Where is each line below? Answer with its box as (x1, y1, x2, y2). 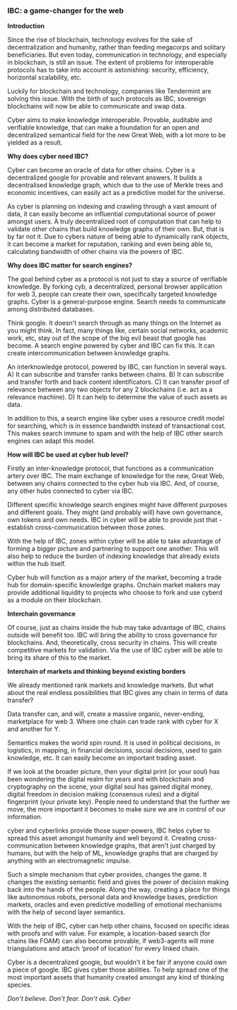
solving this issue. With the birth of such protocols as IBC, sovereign (7, 94, 207, 103)
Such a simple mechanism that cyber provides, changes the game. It (7, 870, 207, 879)
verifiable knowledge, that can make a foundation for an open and (7, 123, 200, 132)
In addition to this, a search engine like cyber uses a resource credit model (7, 414, 225, 423)
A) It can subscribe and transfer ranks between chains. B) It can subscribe (7, 370, 224, 379)
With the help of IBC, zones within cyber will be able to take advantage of (7, 537, 221, 545)
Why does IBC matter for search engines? (7, 261, 133, 270)
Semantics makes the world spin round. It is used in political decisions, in (7, 738, 221, 747)
